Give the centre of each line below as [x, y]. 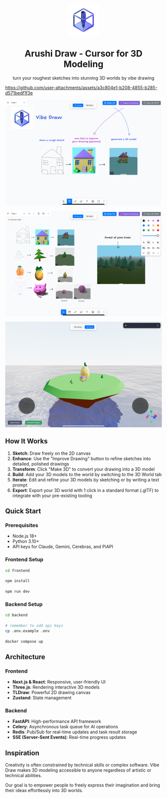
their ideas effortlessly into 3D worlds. [44, 791]
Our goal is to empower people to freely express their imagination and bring [83, 785]
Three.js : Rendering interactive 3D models [56, 687]
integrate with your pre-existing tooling [52, 496]
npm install [17, 581]
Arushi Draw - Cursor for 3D [83, 54]
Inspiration [22, 753]
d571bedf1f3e [19, 93]
